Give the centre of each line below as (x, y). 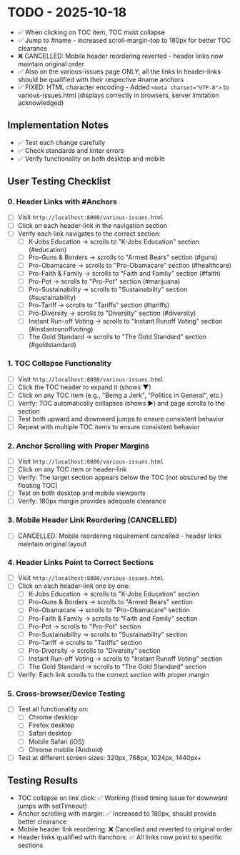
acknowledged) (41, 102)
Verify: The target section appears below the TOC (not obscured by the (122, 477)
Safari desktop (50, 734)
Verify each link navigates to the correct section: (89, 234)
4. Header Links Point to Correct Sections (80, 562)
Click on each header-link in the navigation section (92, 225)
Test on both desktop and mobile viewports (81, 493)
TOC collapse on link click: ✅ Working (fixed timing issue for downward (123, 798)
